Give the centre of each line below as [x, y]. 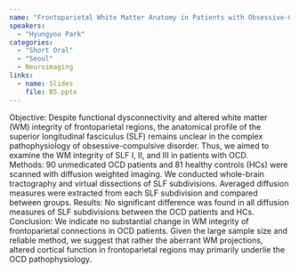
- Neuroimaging [45, 68]
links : [21, 76]
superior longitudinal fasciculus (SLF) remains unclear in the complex [136, 136]
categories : [31, 42]
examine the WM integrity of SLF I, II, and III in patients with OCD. [129, 155]
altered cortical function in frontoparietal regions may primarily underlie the [147, 249]
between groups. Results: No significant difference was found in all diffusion [149, 202]
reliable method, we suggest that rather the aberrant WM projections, [136, 240]
